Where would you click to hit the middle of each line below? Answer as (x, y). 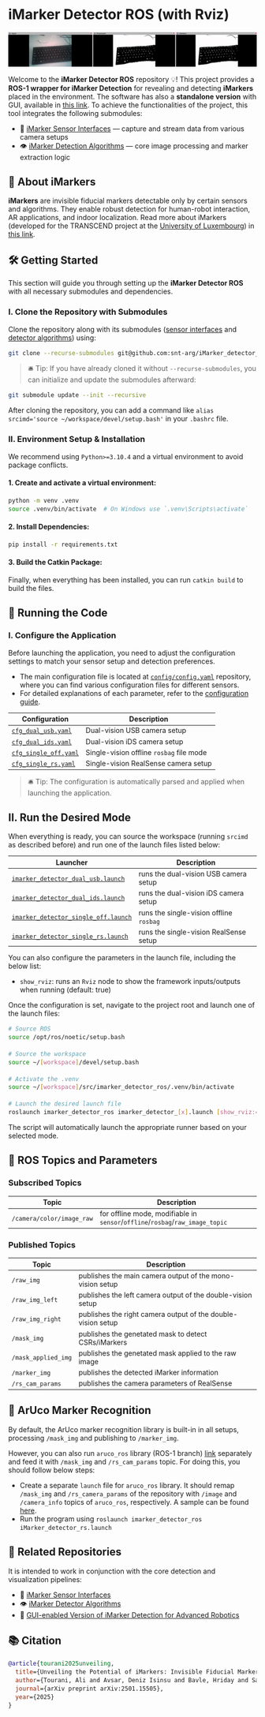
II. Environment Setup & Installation (77, 440)
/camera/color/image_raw (52, 1218)
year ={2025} (35, 1697)
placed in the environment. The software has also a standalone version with (132, 96)
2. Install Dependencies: (49, 527)
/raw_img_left (35, 1300)
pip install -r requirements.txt (63, 544)
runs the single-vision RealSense (192, 932)
